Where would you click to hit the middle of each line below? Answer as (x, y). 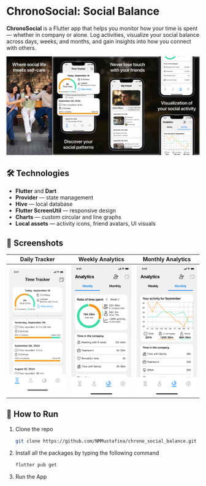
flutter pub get (36, 465)
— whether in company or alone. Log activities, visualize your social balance (103, 34)
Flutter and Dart (36, 191)
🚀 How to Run (32, 415)
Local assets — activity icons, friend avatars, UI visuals (86, 224)
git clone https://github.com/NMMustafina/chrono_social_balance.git (106, 441)
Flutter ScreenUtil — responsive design (66, 210)
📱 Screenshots (35, 243)
